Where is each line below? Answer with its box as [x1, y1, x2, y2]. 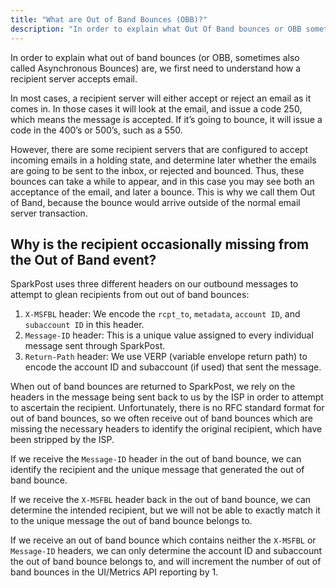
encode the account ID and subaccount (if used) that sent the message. [24, 361, 322, 373]
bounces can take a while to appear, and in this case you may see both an [10, 175, 315, 187]
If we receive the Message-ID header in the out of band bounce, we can [10, 453, 302, 465]
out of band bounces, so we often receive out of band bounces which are [10, 412, 313, 425]
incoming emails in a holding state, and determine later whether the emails [10, 154, 317, 166]
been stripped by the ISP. [10, 434, 115, 446]
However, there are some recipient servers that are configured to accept [10, 143, 308, 155]
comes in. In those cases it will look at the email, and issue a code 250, [10, 102, 303, 115]
